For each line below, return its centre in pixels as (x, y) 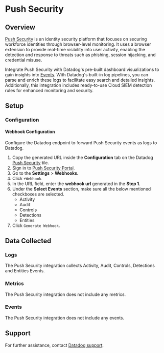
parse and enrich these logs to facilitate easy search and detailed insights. (80, 80)
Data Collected (28, 241)
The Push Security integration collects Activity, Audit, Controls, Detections (80, 266)
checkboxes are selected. (38, 194)
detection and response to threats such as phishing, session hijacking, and (80, 55)
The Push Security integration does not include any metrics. (66, 294)
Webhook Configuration (30, 131)
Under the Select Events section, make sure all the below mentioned (82, 189)
